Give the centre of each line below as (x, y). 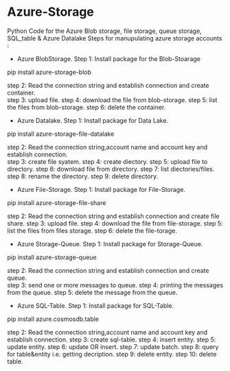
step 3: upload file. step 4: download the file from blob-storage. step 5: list (112, 99)
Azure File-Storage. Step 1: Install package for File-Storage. (101, 189)
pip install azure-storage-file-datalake (61, 134)
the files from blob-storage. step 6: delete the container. (87, 107)
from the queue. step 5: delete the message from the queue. (92, 292)
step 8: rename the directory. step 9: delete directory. (83, 176)
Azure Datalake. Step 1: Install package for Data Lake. (93, 120)
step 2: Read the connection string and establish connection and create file (113, 216)
